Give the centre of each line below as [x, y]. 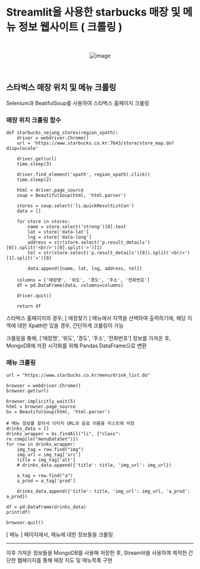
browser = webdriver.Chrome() [44, 386]
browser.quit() [25, 523]
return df [29, 306]
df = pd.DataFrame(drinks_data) [46, 507]
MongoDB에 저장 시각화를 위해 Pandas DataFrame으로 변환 [76, 346]
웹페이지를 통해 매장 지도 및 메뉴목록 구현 [65, 560]
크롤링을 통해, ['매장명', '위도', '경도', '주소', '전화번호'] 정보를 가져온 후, [89, 339]
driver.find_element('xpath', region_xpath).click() [84, 175]
